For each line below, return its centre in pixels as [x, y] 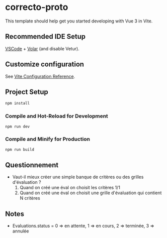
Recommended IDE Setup [45, 37]
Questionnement [32, 165]
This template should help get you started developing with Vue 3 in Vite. [79, 21]
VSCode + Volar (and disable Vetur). [42, 48]
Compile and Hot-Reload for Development [57, 116]
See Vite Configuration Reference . [40, 76]
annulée [21, 231]
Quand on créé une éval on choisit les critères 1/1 [70, 188]
